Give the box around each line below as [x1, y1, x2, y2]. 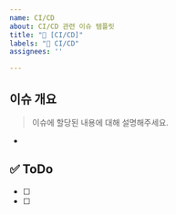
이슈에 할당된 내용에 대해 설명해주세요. [31, 117, 169, 127]
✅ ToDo [9, 161, 54, 178]
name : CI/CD [9, 13, 55, 23]
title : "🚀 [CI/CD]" [9, 30, 84, 39]
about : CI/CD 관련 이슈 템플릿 [9, 22, 115, 31]
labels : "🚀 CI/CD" [9, 38, 79, 48]
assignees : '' [9, 47, 64, 56]
